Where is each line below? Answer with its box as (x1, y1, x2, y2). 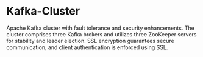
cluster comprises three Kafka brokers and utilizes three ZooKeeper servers (6, 30, 197, 38)
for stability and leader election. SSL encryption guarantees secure (6, 37, 175, 44)
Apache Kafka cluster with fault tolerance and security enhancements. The (6, 24, 195, 32)
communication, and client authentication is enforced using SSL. (6, 44, 168, 51)
